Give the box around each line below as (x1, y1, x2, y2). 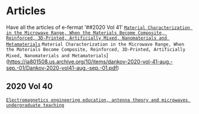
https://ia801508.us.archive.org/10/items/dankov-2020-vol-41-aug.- (8, 58, 173, 65)
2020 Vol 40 (6, 82, 53, 92)
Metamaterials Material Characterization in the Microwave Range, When (6, 41, 184, 47)
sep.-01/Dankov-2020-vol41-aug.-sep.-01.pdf (6, 64, 118, 71)
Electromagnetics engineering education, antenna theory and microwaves (6, 97, 188, 103)
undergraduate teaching (6, 102, 65, 108)
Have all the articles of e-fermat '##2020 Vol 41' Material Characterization (6, 24, 190, 31)
